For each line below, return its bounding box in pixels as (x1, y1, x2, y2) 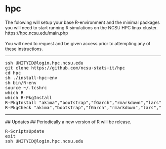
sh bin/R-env (5, 80, 37, 85)
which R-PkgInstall (5, 95, 52, 100)
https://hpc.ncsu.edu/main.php (5, 30, 68, 36)
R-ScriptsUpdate (5, 128, 44, 134)
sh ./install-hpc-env (5, 75, 58, 80)
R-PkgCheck (5, 105, 32, 110)
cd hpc (5, 70, 21, 75)
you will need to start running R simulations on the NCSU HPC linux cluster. (5, 24, 158, 30)
